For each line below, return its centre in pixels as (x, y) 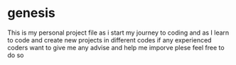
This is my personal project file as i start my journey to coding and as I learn (118, 32)
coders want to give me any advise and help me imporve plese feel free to (116, 47)
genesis (31, 13)
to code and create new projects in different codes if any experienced (109, 40)
